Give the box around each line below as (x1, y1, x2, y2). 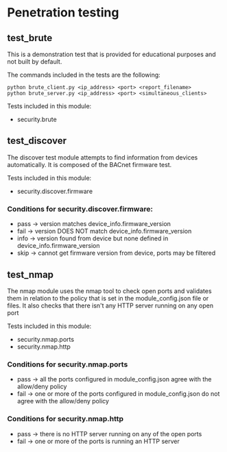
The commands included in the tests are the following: (7, 71, 161, 79)
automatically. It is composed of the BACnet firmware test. (7, 160, 172, 168)
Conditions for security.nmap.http (7, 414, 124, 424)
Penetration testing (7, 5, 119, 21)
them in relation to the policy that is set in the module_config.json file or (7, 294, 209, 302)
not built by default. (7, 58, 62, 66)
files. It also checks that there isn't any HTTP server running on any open (7, 301, 214, 310)
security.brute (16, 115, 57, 123)
